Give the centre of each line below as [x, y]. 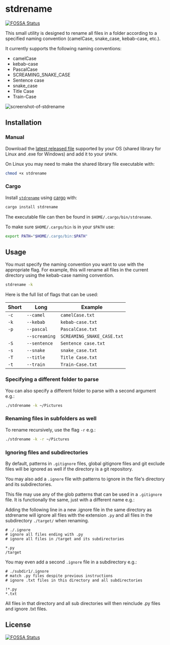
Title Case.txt [79, 358]
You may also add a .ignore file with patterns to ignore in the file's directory [85, 479]
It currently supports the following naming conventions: [63, 48]
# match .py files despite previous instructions [59, 576]
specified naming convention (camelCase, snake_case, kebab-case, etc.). [83, 38]
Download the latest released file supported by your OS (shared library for [83, 148]
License [18, 625]
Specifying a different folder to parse [52, 379]
